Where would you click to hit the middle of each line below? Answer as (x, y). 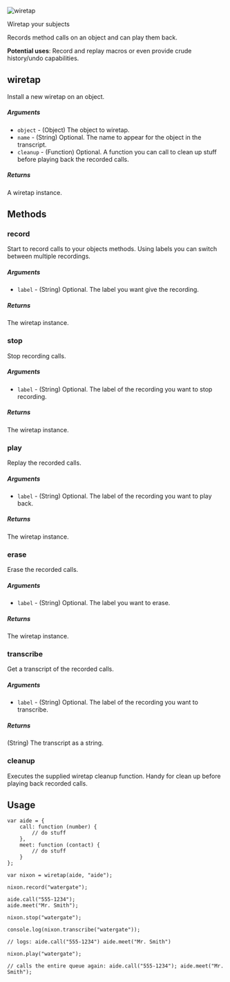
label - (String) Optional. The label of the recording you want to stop (115, 389)
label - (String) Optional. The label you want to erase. (94, 603)
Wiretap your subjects (39, 24)
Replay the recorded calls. (44, 463)
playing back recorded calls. (47, 783)
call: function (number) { (58, 827)
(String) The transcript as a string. (55, 743)
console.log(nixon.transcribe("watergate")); (74, 930)
